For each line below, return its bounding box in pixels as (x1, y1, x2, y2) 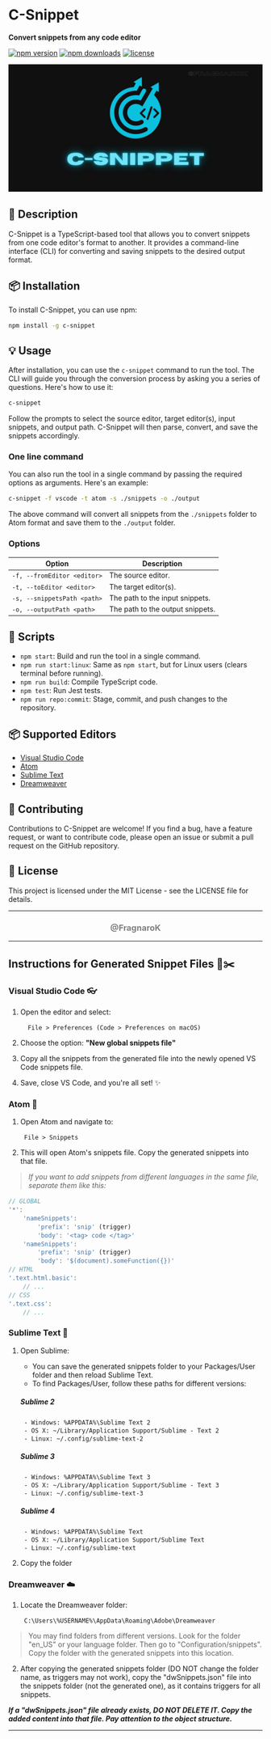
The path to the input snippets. (108, 593, 211, 603)
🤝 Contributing (8, 802, 84, 816)
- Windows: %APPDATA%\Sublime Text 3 (23, 1473, 151, 1481)
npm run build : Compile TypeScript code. (19, 677, 158, 687)
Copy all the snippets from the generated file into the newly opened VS (19, 1053, 256, 1063)
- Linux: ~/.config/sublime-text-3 (23, 1489, 144, 1497)
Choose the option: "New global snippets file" (19, 1038, 176, 1047)
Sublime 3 (19, 1452, 55, 1462)
